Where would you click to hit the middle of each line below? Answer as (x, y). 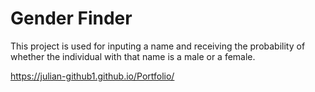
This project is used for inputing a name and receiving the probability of (158, 46)
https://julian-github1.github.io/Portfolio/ (92, 76)
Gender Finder (71, 18)
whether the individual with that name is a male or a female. (133, 56)
